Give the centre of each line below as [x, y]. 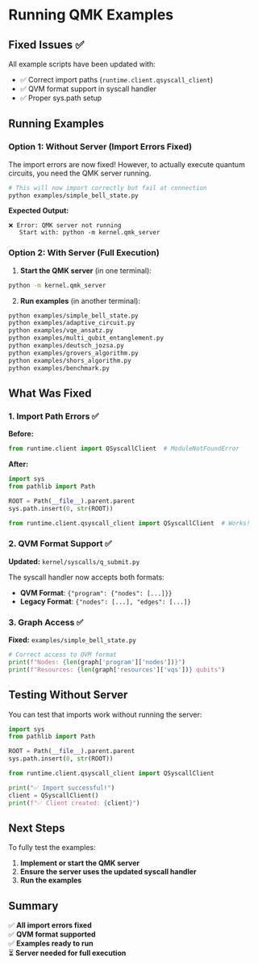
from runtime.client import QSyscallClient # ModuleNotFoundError [124, 449]
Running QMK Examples [91, 15]
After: [19, 464]
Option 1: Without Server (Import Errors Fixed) [100, 147]
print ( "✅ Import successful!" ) [62, 788]
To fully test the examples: [52, 848]
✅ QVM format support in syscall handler [88, 89]
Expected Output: [39, 211]
